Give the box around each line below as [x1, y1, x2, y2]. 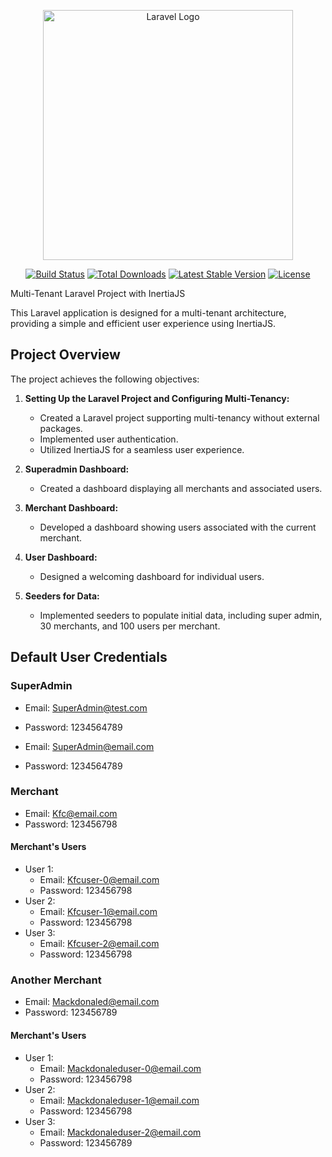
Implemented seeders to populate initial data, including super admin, [39, 609, 323, 621]
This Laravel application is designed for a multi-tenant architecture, [10, 307, 287, 319]
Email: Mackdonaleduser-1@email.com [39, 1094, 200, 1106]
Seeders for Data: [24, 590, 100, 602]
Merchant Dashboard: [24, 501, 119, 514]
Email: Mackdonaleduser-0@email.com [39, 1062, 202, 1074]
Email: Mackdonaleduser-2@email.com [39, 1126, 202, 1138]
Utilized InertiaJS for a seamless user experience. [39, 443, 245, 455]
